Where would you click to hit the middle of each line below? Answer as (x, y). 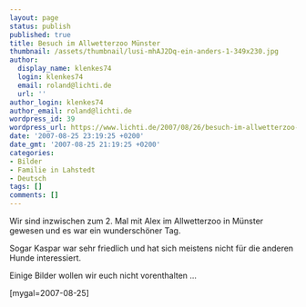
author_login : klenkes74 (56, 102)
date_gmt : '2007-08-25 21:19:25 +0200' (85, 144)
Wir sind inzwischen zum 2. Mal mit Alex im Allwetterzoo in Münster (137, 221)
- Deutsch (28, 178)
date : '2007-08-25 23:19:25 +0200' (77, 136)
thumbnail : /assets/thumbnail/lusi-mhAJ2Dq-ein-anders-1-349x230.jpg (144, 52)
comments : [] (34, 195)
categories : (32, 153)
